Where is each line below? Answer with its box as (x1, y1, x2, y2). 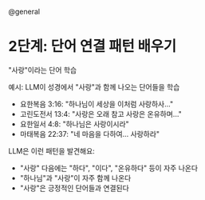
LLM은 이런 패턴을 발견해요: (8, 146, 96, 155)
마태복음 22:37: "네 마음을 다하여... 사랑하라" (19, 129, 160, 138)
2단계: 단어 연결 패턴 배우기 (8, 38, 177, 55)
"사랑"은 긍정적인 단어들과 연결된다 (19, 183, 129, 193)
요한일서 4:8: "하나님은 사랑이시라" (19, 119, 129, 129)
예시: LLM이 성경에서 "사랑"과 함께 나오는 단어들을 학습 (8, 82, 180, 91)
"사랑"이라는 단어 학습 (8, 65, 77, 74)
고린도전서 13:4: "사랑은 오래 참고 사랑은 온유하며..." (19, 109, 182, 118)
